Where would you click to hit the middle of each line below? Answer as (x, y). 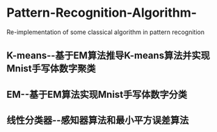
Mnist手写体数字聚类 (51, 68)
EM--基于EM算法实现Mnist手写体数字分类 (97, 94)
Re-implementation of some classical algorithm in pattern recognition (105, 32)
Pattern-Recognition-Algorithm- (102, 13)
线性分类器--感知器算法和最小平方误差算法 (98, 121)
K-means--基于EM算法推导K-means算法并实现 (108, 56)
